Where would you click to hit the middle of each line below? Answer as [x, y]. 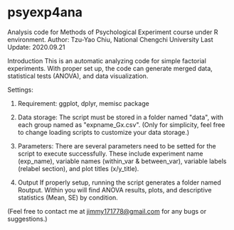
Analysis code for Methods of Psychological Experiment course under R [113, 32]
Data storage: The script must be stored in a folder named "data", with [121, 117]
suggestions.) [27, 219]
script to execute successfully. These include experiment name [110, 153]
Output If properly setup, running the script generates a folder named [119, 182]
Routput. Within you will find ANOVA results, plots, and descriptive [115, 190]
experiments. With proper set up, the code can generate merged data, [110, 68]
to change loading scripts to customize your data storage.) [103, 132]
